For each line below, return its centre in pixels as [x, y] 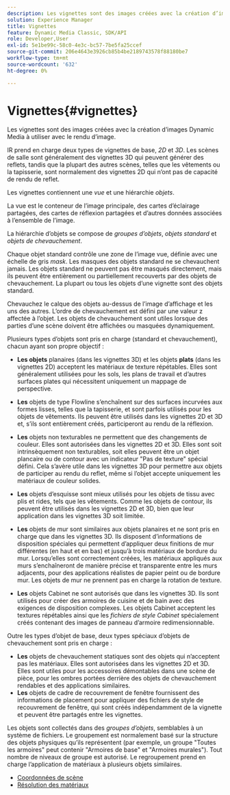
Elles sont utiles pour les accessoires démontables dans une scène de [116, 671]
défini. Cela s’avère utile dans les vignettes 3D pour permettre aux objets [119, 466]
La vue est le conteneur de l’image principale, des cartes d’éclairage [103, 206]
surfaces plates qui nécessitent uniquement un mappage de [102, 382]
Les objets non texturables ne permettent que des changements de [112, 437]
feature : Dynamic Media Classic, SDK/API [67, 33]
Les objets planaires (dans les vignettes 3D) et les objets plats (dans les [119, 360]
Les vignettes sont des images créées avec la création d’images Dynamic [111, 130]
